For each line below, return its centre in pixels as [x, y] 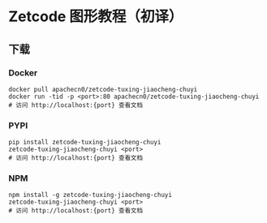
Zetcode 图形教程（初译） [96, 17]
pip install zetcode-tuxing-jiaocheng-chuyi [85, 143]
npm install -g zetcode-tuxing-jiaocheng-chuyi [90, 195]
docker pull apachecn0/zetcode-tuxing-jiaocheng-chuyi [103, 89]
